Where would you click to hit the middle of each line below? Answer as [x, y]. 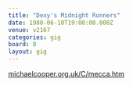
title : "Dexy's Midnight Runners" [65, 15]
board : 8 [22, 45]
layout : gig [27, 52]
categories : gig [34, 37]
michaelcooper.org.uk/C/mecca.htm [66, 74]
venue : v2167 [29, 30]
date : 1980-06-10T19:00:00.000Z [61, 23]
